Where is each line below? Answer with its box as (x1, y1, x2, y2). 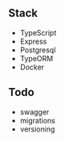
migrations (19, 115, 56, 125)
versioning (19, 124, 55, 134)
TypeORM (19, 53, 54, 63)
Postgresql (19, 44, 56, 55)
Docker (19, 62, 45, 72)
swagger (19, 106, 50, 116)
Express (19, 36, 47, 46)
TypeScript (19, 27, 57, 37)
